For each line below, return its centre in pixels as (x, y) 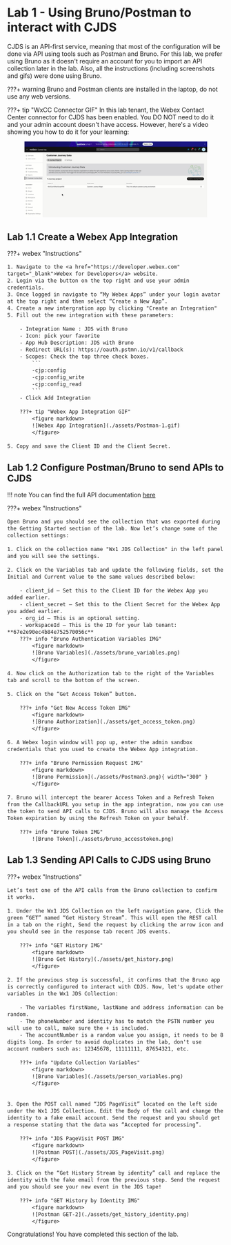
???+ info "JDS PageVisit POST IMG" (72, 1138)
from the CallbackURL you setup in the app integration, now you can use (115, 804)
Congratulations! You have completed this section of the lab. (93, 1234)
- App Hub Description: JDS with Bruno (77, 343)
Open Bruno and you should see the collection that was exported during (114, 521)
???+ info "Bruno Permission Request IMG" (81, 763)
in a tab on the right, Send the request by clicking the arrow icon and (115, 925)
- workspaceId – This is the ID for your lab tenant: (98, 625)
